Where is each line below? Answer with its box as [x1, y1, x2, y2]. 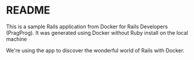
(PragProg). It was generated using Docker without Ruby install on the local [6, 29, 188, 36]
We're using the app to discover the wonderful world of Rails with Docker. [6, 46, 185, 54]
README [6, 4, 51, 17]
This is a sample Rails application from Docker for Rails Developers [6, 23, 168, 30]
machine [6, 35, 28, 42]
